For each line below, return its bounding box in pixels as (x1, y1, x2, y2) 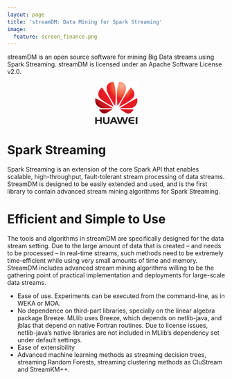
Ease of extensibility (17, 343, 75, 352)
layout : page (7, 11, 45, 18)
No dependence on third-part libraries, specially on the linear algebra (17, 306, 215, 315)
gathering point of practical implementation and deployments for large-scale (7, 271, 225, 279)
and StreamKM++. (17, 365, 71, 373)
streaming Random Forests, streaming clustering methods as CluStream (17, 358, 223, 367)
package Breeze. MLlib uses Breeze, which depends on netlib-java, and (17, 314, 222, 322)
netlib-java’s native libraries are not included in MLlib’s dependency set (17, 329, 220, 337)
